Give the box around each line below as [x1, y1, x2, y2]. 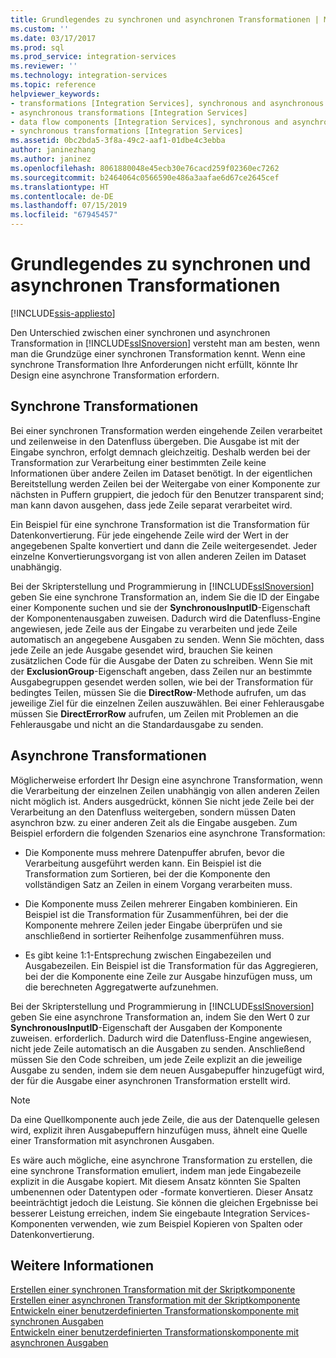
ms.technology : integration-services [10, 71, 168, 81]
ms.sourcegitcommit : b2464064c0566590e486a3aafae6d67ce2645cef [10, 172, 280, 183]
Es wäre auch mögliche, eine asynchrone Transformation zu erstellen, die [10, 1154, 313, 1166]
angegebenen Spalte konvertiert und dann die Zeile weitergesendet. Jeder [10, 539, 318, 551]
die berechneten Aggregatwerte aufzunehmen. [24, 981, 219, 993]
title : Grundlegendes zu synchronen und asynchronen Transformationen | [10, 14, 320, 25]
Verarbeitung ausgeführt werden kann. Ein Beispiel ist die [24, 857, 262, 869]
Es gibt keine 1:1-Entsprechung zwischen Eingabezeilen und [24, 949, 272, 961]
